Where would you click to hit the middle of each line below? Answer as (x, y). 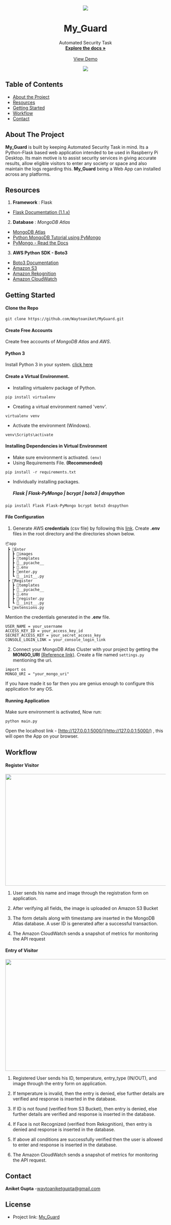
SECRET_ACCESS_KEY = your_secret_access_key (53, 635)
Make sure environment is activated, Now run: (53, 712)
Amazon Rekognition (34, 274)
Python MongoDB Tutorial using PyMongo (56, 238)
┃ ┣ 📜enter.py (22, 572)
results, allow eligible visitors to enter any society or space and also (76, 163)
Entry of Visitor (22, 951)
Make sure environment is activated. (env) (57, 457)
